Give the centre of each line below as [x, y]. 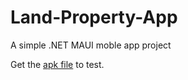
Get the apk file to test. [57, 64]
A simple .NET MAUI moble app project [91, 45]
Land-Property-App [94, 17]
